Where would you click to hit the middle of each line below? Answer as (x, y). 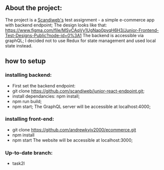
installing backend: (28, 75)
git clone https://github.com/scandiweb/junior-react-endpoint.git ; (78, 91)
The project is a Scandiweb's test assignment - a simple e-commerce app (80, 20)
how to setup (26, 61)
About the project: (34, 8)
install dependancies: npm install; (46, 96)
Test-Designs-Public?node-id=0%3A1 (43, 35)
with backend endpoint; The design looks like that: (56, 25)
